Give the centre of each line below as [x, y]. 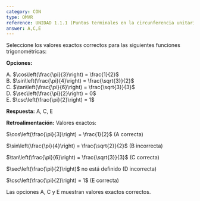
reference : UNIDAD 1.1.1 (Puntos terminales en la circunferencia [90, 23]
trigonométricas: [26, 52]
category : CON [24, 12]
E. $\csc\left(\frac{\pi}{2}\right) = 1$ [51, 100]
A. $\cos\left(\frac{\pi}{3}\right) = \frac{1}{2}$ [62, 74]
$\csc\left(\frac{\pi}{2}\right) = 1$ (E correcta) [62, 180]
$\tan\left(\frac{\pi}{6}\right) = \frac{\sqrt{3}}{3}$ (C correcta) [83, 158]
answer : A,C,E [24, 28]
